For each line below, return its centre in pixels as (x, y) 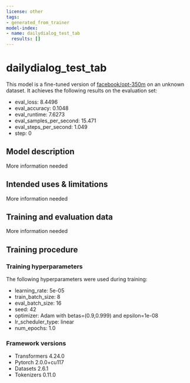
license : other (25, 11)
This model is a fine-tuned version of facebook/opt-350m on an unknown (95, 84)
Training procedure (42, 250)
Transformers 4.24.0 (39, 356)
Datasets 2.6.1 (31, 369)
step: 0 (23, 133)
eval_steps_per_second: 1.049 (51, 126)
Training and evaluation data (59, 217)
